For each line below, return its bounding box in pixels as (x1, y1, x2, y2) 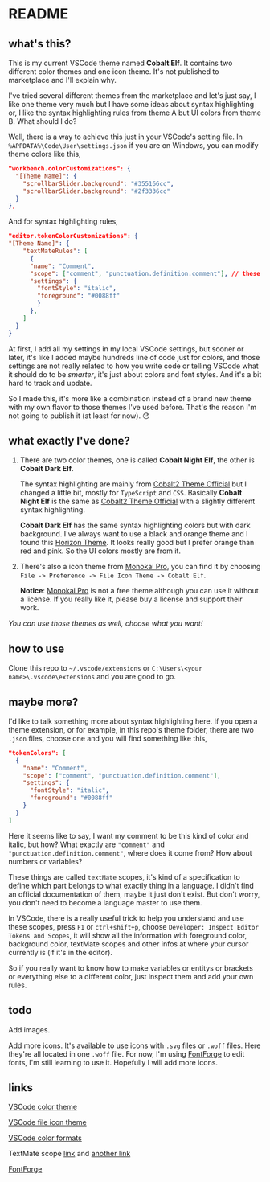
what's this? (8, 37, 72, 51)
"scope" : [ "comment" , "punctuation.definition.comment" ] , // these (29, 269, 261, 277)
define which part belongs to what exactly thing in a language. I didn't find (8, 880, 255, 890)
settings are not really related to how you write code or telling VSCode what (8, 361, 259, 371)
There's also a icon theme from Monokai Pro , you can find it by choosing (19, 562, 261, 572)
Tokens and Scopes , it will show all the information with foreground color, (8, 930, 247, 940)
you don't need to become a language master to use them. (8, 897, 202, 907)
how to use (8, 642, 65, 655)
